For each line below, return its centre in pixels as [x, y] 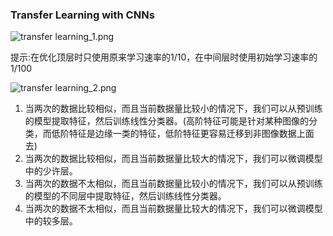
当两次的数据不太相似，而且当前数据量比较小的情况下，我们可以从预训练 [173, 184]
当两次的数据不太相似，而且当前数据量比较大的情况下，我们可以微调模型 [173, 209]
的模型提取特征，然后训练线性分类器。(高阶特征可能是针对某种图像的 [166, 121]
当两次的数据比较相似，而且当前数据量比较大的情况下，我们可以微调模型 [173, 159]
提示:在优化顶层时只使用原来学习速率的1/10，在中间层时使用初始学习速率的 [164, 57]
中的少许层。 [51, 171]
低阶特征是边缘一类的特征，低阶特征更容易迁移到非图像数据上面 [183, 134]
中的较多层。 [51, 221]
